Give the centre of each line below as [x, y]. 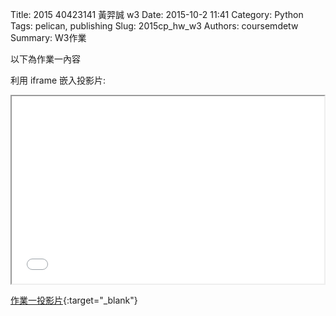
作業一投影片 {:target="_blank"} [74, 300]
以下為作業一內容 [45, 59]
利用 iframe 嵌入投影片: [58, 80]
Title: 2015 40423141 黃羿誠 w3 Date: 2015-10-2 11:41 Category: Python [157, 14]
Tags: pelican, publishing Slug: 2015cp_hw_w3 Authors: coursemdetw [154, 26]
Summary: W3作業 [48, 37]
